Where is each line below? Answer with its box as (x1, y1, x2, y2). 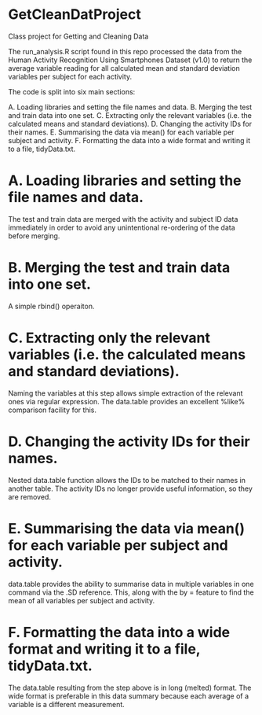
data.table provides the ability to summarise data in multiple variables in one (8, 579, 254, 588)
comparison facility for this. (8, 405, 96, 415)
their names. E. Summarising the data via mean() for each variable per (8, 127, 235, 137)
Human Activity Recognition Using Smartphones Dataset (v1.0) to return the (8, 55, 253, 64)
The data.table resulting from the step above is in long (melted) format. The (8, 683, 252, 692)
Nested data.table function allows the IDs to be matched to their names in (8, 475, 246, 485)
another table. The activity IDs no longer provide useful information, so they (8, 484, 253, 493)
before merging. (8, 230, 60, 241)
